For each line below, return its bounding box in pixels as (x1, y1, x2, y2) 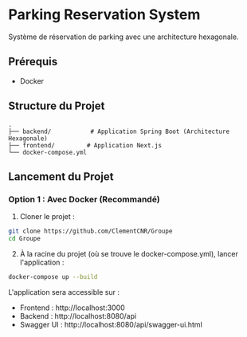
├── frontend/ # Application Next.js (8, 141, 162, 149)
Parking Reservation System (8, 6, 201, 24)
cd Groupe (8, 235, 41, 243)
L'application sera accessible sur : (8, 287, 120, 296)
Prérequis (8, 55, 58, 69)
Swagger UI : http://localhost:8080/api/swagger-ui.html (19, 319, 203, 329)
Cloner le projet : (19, 212, 76, 221)
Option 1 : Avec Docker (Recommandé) (8, 194, 161, 205)
